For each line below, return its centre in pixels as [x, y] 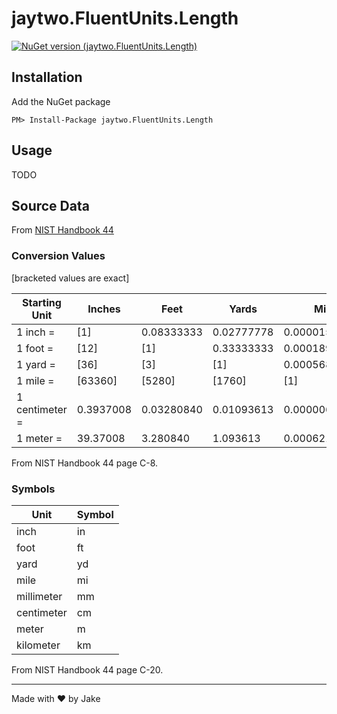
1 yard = [36, 364]
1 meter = [39, 438]
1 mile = [35, 380]
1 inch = [36, 332]
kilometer [38, 645]
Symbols [33, 489]
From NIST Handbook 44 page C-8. [85, 463]
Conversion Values [58, 256]
